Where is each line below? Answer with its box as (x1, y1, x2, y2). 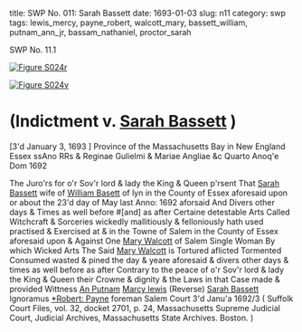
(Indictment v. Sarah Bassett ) (9, 111, 237, 132)
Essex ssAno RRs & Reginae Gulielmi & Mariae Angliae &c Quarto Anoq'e (9, 150, 279, 161)
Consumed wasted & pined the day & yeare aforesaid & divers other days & (9, 254, 289, 265)
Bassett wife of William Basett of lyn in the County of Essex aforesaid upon (9, 187, 288, 198)
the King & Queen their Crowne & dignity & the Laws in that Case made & (9, 273, 280, 284)
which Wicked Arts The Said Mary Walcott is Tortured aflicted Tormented (9, 244, 282, 256)
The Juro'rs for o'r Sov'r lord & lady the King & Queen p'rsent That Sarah (9, 177, 280, 188)
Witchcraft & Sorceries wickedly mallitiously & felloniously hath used (9, 216, 264, 227)
